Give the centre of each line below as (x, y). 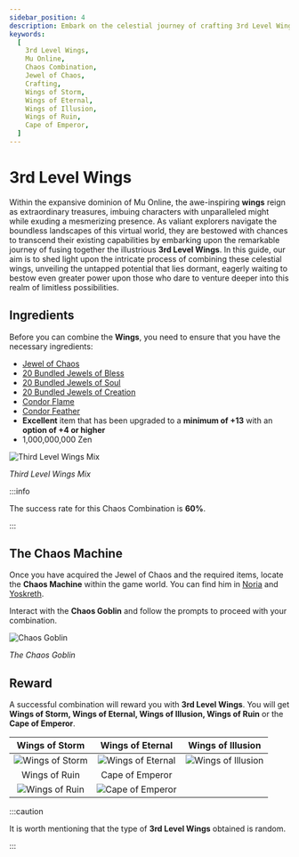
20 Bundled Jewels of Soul (71, 382)
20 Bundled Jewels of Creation (79, 392)
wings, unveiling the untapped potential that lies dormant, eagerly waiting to (148, 268)
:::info (20, 491)
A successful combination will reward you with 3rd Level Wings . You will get (149, 705)
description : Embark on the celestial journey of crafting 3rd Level (141, 26)
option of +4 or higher (64, 429)
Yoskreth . (27, 594)
